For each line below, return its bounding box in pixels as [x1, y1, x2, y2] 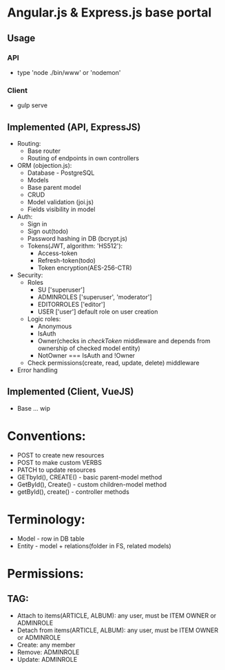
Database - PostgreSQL [27, 169, 95, 177]
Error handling [17, 366, 58, 374]
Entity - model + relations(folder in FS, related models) [17, 541, 172, 550]
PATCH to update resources [17, 466, 96, 474]
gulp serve [17, 101, 48, 109]
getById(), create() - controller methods [17, 487, 129, 496]
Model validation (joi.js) [27, 197, 94, 206]
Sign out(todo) [27, 227, 69, 235]
